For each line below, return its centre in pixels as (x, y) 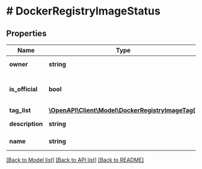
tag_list (20, 110)
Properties (26, 33)
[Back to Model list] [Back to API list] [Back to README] (75, 160)
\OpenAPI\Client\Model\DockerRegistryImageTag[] (123, 110)
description (26, 124)
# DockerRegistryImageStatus (83, 11)
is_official (23, 89)
